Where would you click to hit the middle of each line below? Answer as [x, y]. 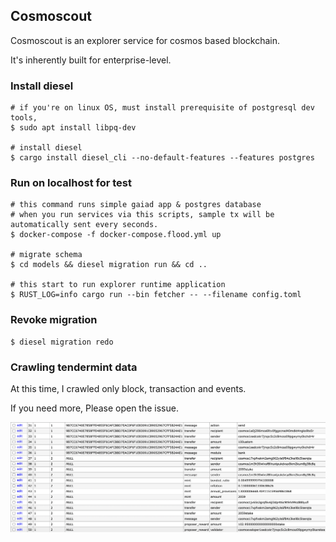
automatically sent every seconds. [84, 225]
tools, [24, 118]
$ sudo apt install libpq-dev [73, 128]
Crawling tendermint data [74, 367]
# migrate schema [46, 255]
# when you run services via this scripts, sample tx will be [142, 215]
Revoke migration [54, 320]
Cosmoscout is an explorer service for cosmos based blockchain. [145, 40]
